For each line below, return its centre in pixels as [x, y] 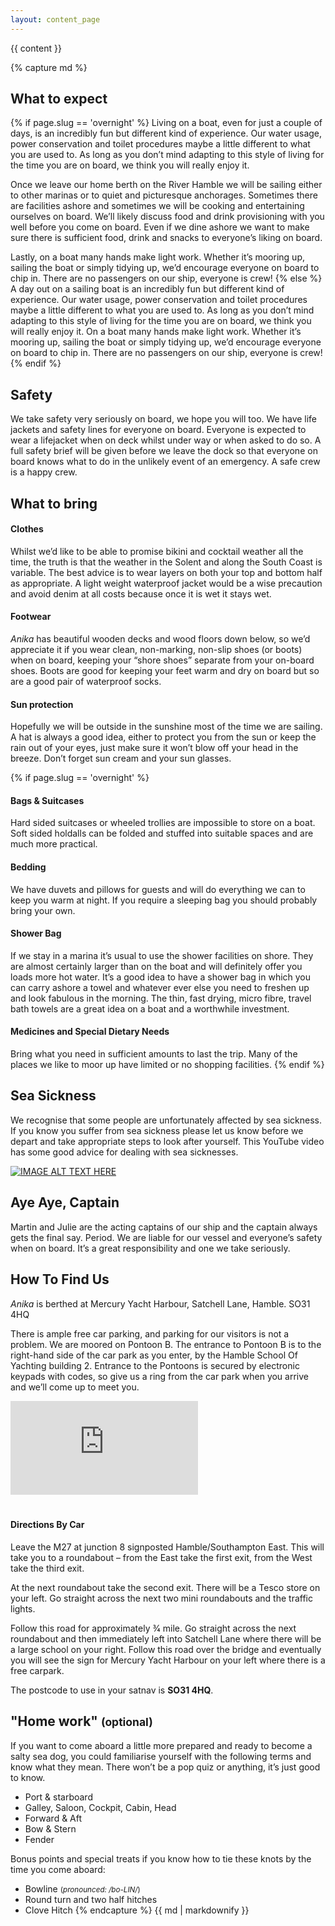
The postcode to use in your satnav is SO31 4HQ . [112, 1690]
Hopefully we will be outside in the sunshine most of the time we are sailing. [166, 727]
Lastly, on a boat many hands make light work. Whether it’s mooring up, [157, 257]
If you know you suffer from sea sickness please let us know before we [157, 1130]
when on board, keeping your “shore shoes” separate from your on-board [162, 660]
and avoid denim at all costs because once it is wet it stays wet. [141, 593]
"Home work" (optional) [81, 1721]
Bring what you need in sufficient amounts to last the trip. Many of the [154, 1054]
